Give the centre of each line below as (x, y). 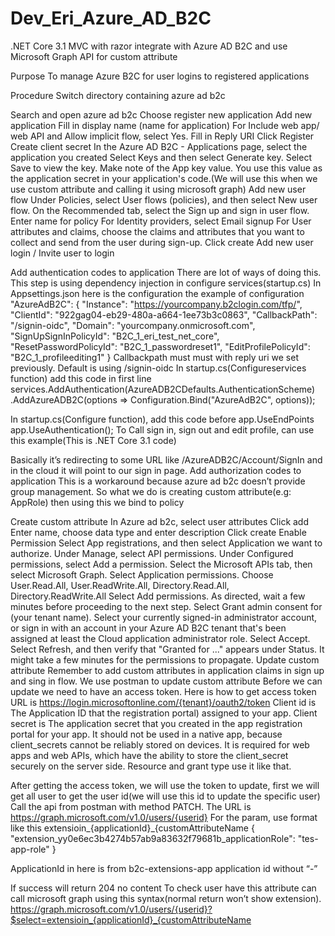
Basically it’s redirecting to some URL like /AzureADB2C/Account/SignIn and (166, 459)
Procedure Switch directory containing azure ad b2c (118, 95)
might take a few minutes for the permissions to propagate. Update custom (165, 659)
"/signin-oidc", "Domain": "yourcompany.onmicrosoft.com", (133, 325)
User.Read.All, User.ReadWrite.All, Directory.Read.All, (120, 585)
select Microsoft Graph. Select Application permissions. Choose (142, 574)
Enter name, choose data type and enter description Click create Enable (158, 532)
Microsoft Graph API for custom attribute (94, 56)
